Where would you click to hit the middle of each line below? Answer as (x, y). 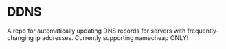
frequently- (203, 31)
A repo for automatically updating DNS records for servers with (97, 31)
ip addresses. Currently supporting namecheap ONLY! (112, 37)
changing (21, 37)
